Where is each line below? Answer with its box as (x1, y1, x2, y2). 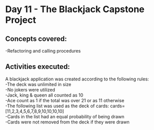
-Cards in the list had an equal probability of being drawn (5, 113, 125, 119)
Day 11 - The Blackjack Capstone (5, 4, 145, 15)
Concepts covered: (5, 34, 67, 43)
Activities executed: (5, 62, 70, 71)
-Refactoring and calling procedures (5, 48, 81, 54)
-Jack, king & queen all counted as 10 (5, 92, 84, 98)
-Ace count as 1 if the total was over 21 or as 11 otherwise (5, 97, 125, 103)
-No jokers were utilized (5, 86, 56, 93)
